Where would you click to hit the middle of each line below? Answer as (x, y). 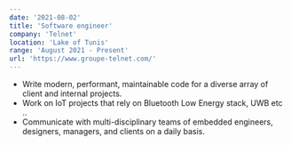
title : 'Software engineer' (61, 26)
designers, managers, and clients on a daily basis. (114, 131)
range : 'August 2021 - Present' (69, 51)
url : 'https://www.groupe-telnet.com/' (83, 59)
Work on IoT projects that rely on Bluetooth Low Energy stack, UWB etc (152, 103)
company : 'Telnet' (43, 34)
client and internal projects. (72, 93)
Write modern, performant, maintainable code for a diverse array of (145, 84)
